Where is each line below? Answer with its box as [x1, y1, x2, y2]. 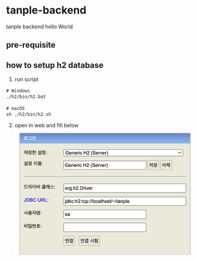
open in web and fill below [14, 122, 79, 129]
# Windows [6, 88, 31, 94]
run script [14, 76, 38, 83]
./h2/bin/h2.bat [6, 94, 46, 100]
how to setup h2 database [6, 60, 104, 70]
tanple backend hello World [6, 23, 73, 30]
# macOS [6, 105, 25, 112]
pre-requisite [6, 40, 56, 50]
